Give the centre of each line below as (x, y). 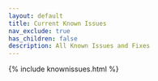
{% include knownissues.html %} (64, 69)
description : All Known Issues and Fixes (79, 46)
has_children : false (43, 38)
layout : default (36, 16)
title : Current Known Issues (58, 23)
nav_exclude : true (39, 31)
